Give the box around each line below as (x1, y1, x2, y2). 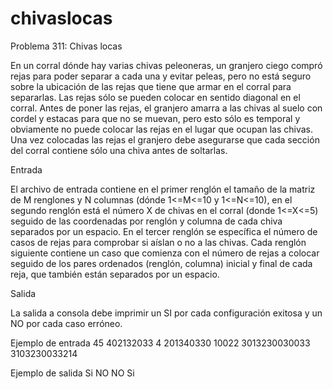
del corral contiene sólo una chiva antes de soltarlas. (10, 144, 228, 156)
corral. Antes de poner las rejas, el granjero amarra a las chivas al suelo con (10, 102, 323, 114)
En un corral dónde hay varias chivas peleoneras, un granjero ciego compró (10, 59, 323, 71)
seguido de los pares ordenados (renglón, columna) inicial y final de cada (10, 257, 313, 269)
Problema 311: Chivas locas (10, 40, 123, 52)
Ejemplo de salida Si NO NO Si (10, 367, 135, 379)
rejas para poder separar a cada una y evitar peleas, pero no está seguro (10, 70, 312, 82)
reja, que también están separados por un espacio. (10, 268, 220, 280)
